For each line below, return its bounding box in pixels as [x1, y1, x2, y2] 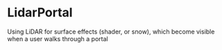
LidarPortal [7, 5, 73, 21]
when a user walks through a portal [7, 34, 109, 42]
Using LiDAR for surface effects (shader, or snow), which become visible [7, 27, 215, 36]
